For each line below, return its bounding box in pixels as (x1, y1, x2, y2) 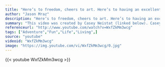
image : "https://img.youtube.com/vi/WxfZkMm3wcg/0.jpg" (5, 43, 122, 48)
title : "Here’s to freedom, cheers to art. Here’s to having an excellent (5, 7, 162, 12)
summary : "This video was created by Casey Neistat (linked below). (5, 20, 148, 26)
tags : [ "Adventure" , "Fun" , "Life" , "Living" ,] (5, 30, 98, 34)
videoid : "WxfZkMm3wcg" (5, 39, 54, 44)
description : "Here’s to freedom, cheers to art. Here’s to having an (5, 16, 153, 21)
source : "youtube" (5, 34, 43, 39)
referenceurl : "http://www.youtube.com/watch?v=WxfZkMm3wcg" (5, 25, 133, 30)
